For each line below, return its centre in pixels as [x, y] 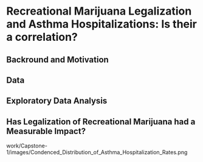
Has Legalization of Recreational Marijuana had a [101, 121]
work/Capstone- [27, 146]
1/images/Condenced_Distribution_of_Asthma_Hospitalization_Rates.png [97, 152]
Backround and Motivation [58, 59]
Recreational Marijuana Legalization [99, 11]
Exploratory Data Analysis [57, 101]
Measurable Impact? [46, 131]
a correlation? [42, 37]
